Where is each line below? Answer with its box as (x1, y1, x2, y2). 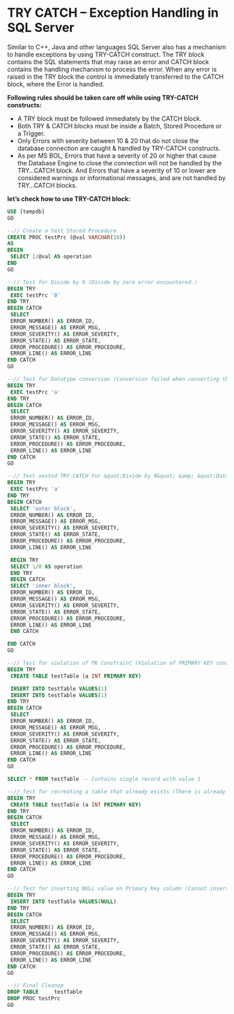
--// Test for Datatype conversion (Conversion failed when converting (7, 375, 219, 383)
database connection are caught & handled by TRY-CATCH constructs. (17, 144, 221, 152)
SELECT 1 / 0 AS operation (10, 563, 82, 570)
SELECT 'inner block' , (10, 583, 77, 590)
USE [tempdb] (7, 208, 45, 215)
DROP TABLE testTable (7, 989, 82, 996)
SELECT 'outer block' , (10, 505, 77, 512)
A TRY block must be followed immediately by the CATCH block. (17, 114, 202, 123)
